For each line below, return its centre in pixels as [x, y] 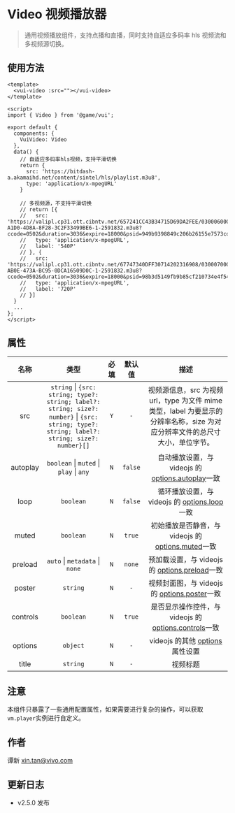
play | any [73, 471]
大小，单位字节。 [186, 443]
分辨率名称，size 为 [182, 422]
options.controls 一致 [186, 628]
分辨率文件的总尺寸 [190, 432]
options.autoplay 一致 [186, 478]
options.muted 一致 [186, 546]
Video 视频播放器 [57, 14]
